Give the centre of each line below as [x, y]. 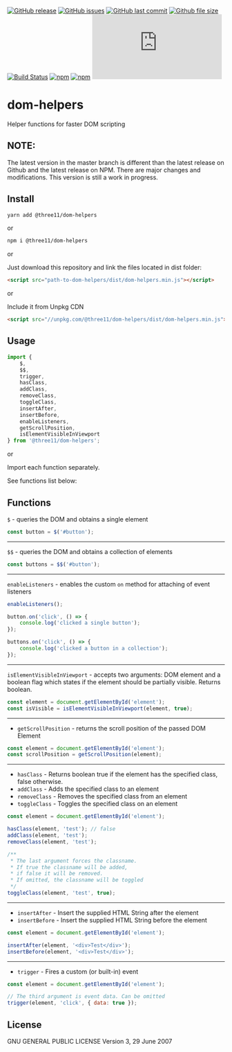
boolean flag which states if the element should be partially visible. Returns [114, 681]
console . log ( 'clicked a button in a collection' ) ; [94, 649]
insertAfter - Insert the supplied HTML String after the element [108, 912]
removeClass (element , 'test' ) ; [52, 841]
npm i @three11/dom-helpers [48, 241]
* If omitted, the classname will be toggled [77, 880]
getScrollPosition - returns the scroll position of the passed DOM [111, 728]
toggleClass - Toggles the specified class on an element [97, 804]
